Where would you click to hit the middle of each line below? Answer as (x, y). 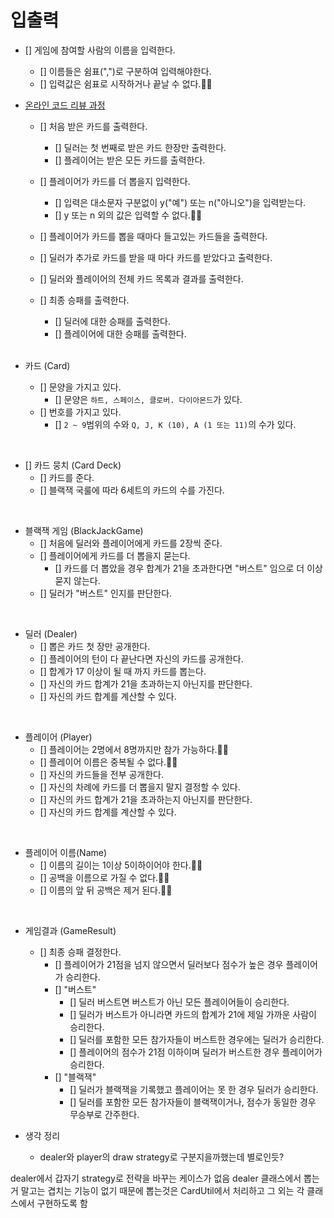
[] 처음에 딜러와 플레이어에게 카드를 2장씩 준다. (131, 543)
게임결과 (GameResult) (70, 930)
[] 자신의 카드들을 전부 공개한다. (102, 774)
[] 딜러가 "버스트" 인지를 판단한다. (106, 593)
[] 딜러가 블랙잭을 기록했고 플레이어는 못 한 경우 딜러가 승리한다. (194, 1089)
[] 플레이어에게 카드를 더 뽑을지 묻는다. (115, 555)
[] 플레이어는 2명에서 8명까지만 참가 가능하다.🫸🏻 (134, 749)
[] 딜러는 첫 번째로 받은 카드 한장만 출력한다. (140, 147)
